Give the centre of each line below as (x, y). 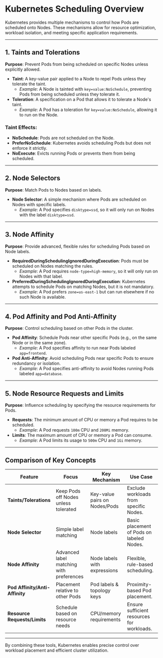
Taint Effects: (21, 127)
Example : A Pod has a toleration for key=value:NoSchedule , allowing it (88, 110)
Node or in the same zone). (39, 343)
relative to (67, 591)
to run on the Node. (39, 114)
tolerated (66, 509)
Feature (29, 477)
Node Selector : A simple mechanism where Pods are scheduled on (79, 199)
